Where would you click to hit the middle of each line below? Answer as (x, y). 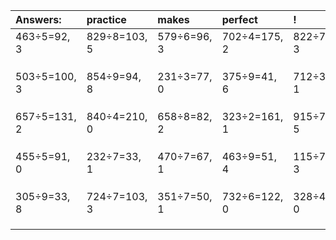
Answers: (38, 19)
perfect (239, 19)
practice (106, 19)
